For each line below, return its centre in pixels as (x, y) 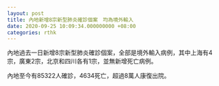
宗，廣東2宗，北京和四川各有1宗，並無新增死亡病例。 (82, 61)
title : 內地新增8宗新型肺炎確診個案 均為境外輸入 (70, 20)
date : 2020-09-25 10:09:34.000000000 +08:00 (72, 26)
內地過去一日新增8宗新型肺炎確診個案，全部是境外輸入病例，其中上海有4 (110, 53)
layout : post (26, 13)
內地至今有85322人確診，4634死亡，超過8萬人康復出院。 (89, 76)
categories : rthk (32, 32)
